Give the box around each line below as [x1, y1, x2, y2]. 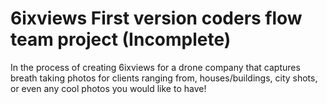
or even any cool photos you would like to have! [10, 82, 207, 94]
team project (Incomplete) [10, 28, 232, 51]
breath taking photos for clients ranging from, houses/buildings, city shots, [10, 72, 318, 84]
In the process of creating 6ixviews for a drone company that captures [10, 61, 301, 73]
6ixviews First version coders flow [10, 7, 303, 30]
